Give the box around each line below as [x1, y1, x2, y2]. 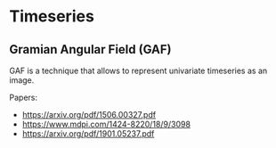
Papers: [9, 92, 38, 103]
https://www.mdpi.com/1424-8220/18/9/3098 [21, 119, 191, 129]
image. [9, 75, 35, 86]
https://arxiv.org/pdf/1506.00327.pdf [21, 110, 157, 119]
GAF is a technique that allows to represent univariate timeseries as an [9, 65, 268, 76]
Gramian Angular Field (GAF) [9, 42, 172, 57]
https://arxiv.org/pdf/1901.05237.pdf [21, 128, 155, 139]
